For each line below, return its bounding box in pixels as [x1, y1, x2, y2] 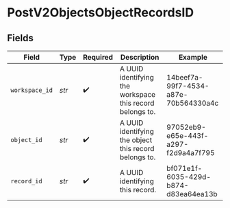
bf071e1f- [166, 163, 203, 173]
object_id [10, 136, 42, 143]
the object [119, 135, 153, 145]
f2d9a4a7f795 [166, 148, 215, 157]
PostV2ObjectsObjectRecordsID [7, 5, 194, 21]
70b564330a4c [166, 98, 219, 108]
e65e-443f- [166, 131, 209, 140]
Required [83, 53, 114, 62]
